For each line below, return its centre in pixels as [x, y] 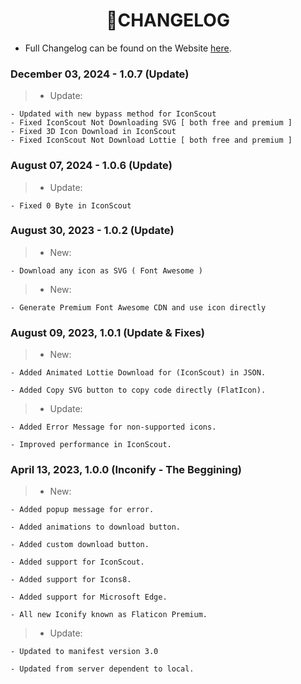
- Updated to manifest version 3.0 [84, 652]
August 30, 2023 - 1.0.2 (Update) [92, 231]
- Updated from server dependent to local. [102, 669]
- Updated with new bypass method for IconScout [113, 114]
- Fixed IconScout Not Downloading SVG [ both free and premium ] [151, 123]
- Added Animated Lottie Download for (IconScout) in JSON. [138, 373]
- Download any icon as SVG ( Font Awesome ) [106, 270]
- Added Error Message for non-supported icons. [113, 427]
